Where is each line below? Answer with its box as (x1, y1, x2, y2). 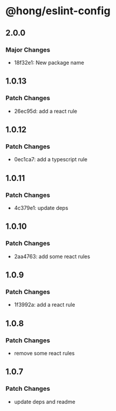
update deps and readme (14, 398, 76, 405)
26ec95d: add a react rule (14, 107, 78, 114)
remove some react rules (14, 350, 75, 356)
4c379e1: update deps (14, 204, 68, 211)
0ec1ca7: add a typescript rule (14, 156, 88, 163)
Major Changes (5, 46, 51, 54)
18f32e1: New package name (14, 59, 85, 66)
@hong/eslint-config (5, 4, 111, 18)
